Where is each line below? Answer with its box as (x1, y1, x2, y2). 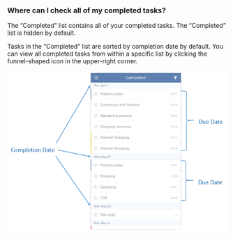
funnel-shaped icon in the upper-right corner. (7, 57, 138, 65)
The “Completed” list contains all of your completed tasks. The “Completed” (7, 22, 227, 30)
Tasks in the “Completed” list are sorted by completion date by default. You (7, 42, 223, 51)
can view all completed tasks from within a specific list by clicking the (7, 49, 208, 58)
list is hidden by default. (7, 29, 76, 37)
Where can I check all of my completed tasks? (7, 6, 166, 15)
